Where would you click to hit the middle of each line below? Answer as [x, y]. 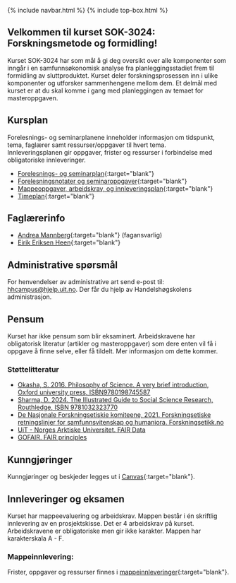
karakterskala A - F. [36, 538]
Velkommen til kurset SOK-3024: [81, 32]
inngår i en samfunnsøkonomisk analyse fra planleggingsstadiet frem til [111, 68]
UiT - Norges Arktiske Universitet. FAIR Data [81, 430]
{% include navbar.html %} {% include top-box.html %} [88, 10]
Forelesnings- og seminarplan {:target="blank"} [86, 173]
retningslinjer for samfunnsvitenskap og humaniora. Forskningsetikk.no [120, 423]
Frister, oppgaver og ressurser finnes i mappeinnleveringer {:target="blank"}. [118, 572]
